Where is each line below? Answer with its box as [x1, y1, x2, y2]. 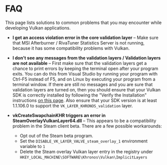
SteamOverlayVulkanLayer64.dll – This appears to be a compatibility [12, 117, 157, 123]
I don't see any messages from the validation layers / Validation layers [12, 54, 161, 60]
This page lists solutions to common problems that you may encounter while [5, 19, 162, 25]
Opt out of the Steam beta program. [19, 132, 94, 138]
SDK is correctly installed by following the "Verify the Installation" [12, 92, 147, 98]
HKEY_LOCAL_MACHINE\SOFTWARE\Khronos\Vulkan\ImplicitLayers [19, 154, 148, 160]
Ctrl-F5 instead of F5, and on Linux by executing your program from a [12, 76, 156, 82]
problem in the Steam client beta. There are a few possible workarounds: [12, 123, 162, 129]
